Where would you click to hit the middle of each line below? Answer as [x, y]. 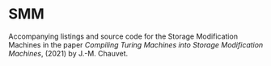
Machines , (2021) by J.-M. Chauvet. [68, 53]
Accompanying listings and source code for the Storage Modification [123, 36]
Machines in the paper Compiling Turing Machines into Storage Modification [136, 44]
